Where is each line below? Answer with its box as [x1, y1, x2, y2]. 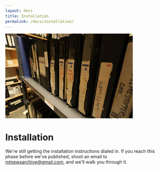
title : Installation [5, 13, 49, 19]
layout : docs [5, 8, 33, 13]
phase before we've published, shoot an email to [5, 154, 108, 160]
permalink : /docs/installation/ [5, 19, 74, 24]
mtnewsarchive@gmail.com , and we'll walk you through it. [5, 159, 127, 165]
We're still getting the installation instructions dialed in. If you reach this [5, 148, 155, 154]
